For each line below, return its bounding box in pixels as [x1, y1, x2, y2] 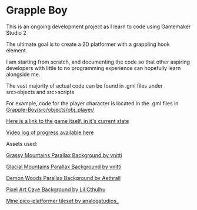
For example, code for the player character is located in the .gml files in [6, 99, 179, 106]
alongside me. [6, 71, 41, 78]
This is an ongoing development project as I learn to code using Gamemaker [6, 23, 191, 30]
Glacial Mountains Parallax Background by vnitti [6, 163, 122, 170]
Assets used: [6, 140, 38, 147]
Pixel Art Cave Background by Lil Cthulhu [6, 186, 106, 193]
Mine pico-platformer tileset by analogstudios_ [6, 197, 119, 204]
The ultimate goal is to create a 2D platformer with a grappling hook [6, 41, 170, 48]
